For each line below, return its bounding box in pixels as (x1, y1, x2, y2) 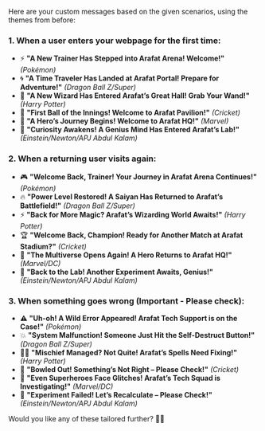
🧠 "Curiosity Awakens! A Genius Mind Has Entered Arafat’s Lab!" (19, 125, 240, 135)
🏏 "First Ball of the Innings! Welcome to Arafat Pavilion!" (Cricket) (19, 108, 241, 118)
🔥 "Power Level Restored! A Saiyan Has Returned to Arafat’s (19, 191, 224, 202)
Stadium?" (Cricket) (19, 241, 88, 251)
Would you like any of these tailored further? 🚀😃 (8, 413, 165, 423)
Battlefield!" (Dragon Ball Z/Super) (19, 201, 135, 210)
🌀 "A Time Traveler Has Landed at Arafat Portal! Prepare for (19, 73, 220, 83)
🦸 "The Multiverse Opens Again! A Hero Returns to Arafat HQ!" (19, 250, 232, 260)
